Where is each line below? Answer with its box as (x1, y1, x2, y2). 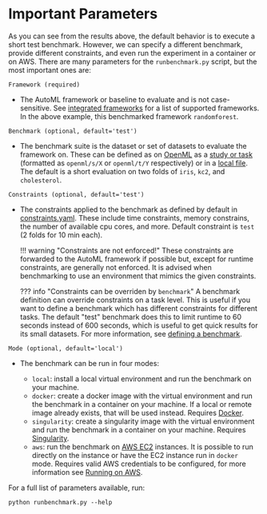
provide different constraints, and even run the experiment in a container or (8, 48, 257, 58)
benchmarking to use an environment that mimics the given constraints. (19, 271, 257, 281)
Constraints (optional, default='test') (8, 190, 145, 198)
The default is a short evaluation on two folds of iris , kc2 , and (19, 166, 225, 176)
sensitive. (19, 103, 52, 113)
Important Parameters (8, 5, 158, 23)
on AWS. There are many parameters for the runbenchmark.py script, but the (8, 57, 257, 66)
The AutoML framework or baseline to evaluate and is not (19, 94, 209, 104)
